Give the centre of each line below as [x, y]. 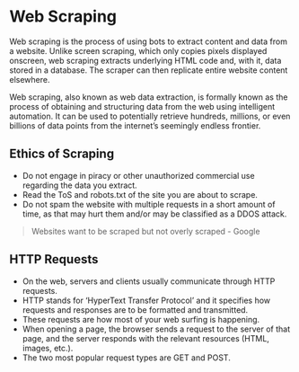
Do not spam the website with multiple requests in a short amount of [149, 204]
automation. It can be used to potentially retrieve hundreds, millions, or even [150, 116]
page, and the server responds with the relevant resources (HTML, [145, 338]
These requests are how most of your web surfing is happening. [141, 319]
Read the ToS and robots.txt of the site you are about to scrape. [140, 194]
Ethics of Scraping [62, 154]
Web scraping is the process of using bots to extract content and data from [148, 41]
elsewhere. [30, 79]
